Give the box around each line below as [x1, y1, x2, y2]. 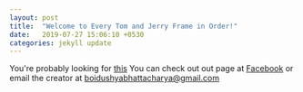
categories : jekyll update [9, 38, 112, 48]
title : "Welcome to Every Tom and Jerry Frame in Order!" [9, 22, 238, 31]
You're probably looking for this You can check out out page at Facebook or [9, 63, 294, 74]
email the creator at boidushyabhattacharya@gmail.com [9, 73, 220, 84]
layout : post [9, 13, 59, 23]
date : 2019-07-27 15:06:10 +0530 [9, 30, 145, 39]
